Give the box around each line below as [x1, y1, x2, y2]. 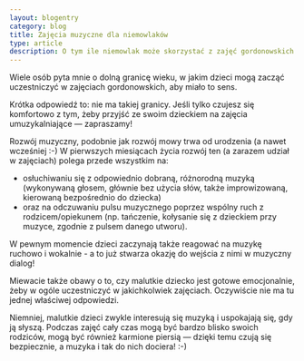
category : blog [9, 22, 67, 31]
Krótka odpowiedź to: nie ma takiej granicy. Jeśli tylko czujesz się [9, 99, 255, 110]
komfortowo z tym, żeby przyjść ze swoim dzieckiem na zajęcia [9, 109, 248, 120]
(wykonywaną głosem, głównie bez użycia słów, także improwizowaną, [22, 182, 289, 193]
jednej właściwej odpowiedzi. [9, 295, 120, 306]
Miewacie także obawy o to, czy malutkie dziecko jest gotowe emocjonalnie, [9, 276, 295, 287]
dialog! [9, 258, 35, 268]
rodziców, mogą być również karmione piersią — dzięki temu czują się [9, 332, 272, 343]
